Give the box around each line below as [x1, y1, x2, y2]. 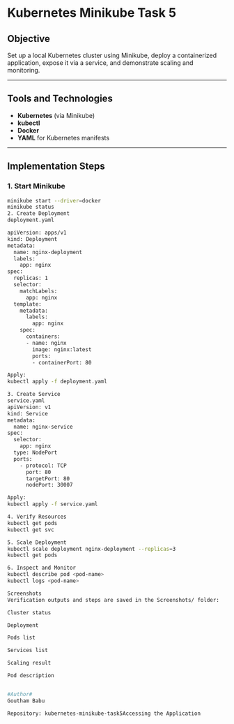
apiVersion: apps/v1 [7, 229, 68, 236]
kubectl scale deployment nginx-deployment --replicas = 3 [7, 545, 176, 552]
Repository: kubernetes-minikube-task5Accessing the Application [7, 710, 201, 717]
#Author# [7, 690, 33, 697]
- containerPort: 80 [32, 359, 92, 366]
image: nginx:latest [32, 346, 92, 353]
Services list [7, 647, 49, 654]
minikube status [7, 204, 54, 211]
